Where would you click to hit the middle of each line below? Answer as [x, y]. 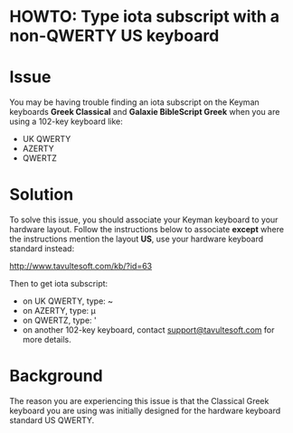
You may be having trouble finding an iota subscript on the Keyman [134, 102]
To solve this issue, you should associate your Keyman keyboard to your [144, 220]
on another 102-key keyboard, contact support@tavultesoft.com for [148, 330]
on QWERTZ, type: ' [59, 320]
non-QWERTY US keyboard [114, 36]
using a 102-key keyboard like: [66, 122]
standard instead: [42, 249]
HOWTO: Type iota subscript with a [145, 17]
